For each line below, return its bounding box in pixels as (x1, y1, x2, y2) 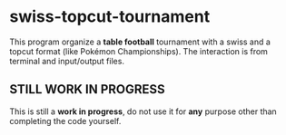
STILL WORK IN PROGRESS (9, 82, 165, 97)
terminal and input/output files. (9, 55, 125, 66)
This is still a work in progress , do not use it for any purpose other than (9, 106, 277, 117)
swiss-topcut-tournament (9, 6, 211, 27)
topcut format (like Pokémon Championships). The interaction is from (9, 45, 268, 56)
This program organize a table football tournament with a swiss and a (9, 36, 271, 47)
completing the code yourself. (9, 115, 122, 126)
